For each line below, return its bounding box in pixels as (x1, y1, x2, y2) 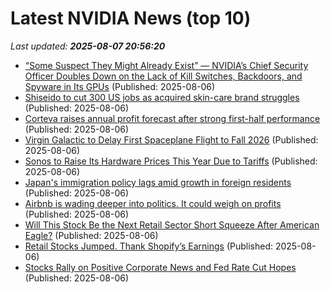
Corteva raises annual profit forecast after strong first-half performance (24, 112, 321, 124)
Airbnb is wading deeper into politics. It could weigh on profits (24, 197, 282, 209)
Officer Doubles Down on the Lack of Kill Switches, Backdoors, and (24, 70, 303, 82)
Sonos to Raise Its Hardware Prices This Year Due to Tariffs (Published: (24, 155, 318, 167)
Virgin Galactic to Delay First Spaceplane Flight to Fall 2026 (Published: (24, 133, 319, 146)
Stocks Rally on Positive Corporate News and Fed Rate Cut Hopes (24, 261, 297, 273)
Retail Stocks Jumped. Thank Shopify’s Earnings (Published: (24, 240, 274, 252)
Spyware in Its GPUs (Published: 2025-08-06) (24, 80, 216, 92)
